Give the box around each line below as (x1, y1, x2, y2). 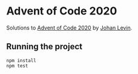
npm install (6, 57, 36, 64)
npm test (6, 63, 28, 69)
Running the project (6, 42, 83, 52)
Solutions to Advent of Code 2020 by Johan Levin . (6, 24, 133, 31)
